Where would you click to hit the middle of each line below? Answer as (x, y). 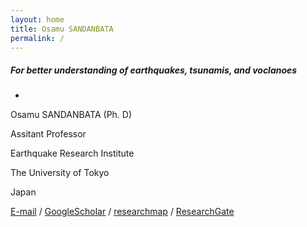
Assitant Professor (48, 134)
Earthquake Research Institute (72, 153)
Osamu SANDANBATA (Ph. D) (71, 115)
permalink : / (37, 38)
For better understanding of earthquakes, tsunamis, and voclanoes (154, 70)
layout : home (37, 19)
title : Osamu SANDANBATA (62, 29)
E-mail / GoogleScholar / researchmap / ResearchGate (122, 212)
